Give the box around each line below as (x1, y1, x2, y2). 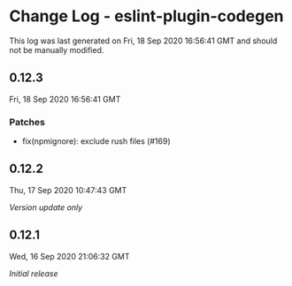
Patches (9, 116, 46, 128)
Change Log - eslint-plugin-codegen (9, 6, 285, 26)
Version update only (9, 201, 83, 213)
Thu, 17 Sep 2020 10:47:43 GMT (9, 184, 127, 195)
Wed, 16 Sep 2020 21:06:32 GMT (9, 251, 130, 261)
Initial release (9, 267, 58, 279)
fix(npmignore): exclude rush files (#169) (21, 136, 171, 147)
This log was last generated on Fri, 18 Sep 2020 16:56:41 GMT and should (9, 35, 278, 46)
